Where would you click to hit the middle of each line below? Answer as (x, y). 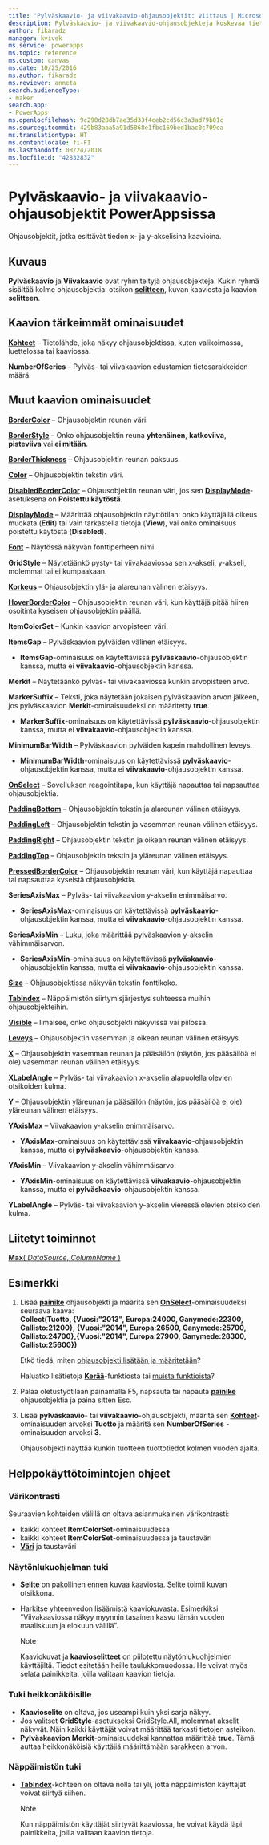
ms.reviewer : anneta (43, 83)
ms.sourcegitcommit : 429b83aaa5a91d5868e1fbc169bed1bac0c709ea (116, 128)
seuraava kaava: (47, 1311)
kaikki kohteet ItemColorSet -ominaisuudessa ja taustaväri (116, 1538)
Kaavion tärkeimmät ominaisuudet (96, 323)
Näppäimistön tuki (45, 1767)
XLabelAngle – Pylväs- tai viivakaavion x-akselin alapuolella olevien (120, 1077)
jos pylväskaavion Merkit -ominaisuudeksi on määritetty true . (109, 705)
